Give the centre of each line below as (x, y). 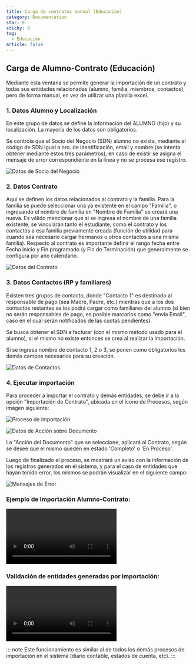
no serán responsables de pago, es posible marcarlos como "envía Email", (96, 314)
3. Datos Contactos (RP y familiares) (59, 283)
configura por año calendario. (42, 256)
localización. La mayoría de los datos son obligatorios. (72, 129)
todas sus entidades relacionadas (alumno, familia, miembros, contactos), (96, 89)
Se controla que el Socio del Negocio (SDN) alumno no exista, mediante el (96, 141)
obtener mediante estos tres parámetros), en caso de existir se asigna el (94, 153)
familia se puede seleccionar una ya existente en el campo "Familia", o (92, 206)
